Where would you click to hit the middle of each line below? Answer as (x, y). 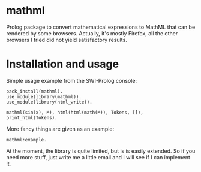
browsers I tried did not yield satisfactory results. (67, 40)
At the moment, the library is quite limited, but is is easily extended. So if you (101, 151)
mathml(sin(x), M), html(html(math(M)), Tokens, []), (75, 112)
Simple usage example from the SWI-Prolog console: (72, 80)
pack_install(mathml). (34, 91)
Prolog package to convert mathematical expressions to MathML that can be (101, 27)
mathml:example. (26, 140)
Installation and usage (62, 64)
